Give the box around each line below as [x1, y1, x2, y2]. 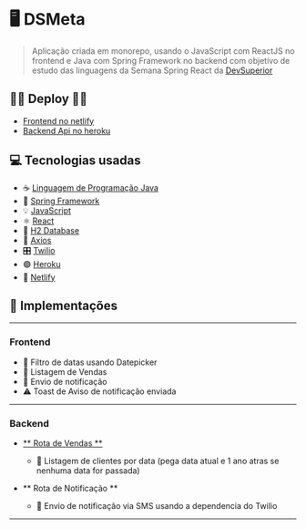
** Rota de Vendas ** [22, 437, 103, 449]
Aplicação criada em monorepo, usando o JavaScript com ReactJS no [31, 45, 295, 57]
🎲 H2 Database [22, 224, 80, 235]
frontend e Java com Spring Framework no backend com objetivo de [31, 55, 291, 66]
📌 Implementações [9, 297, 118, 313]
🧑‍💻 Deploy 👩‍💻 [9, 91, 88, 107]
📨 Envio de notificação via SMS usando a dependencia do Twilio [36, 500, 278, 511]
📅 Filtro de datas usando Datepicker [22, 357, 158, 368]
